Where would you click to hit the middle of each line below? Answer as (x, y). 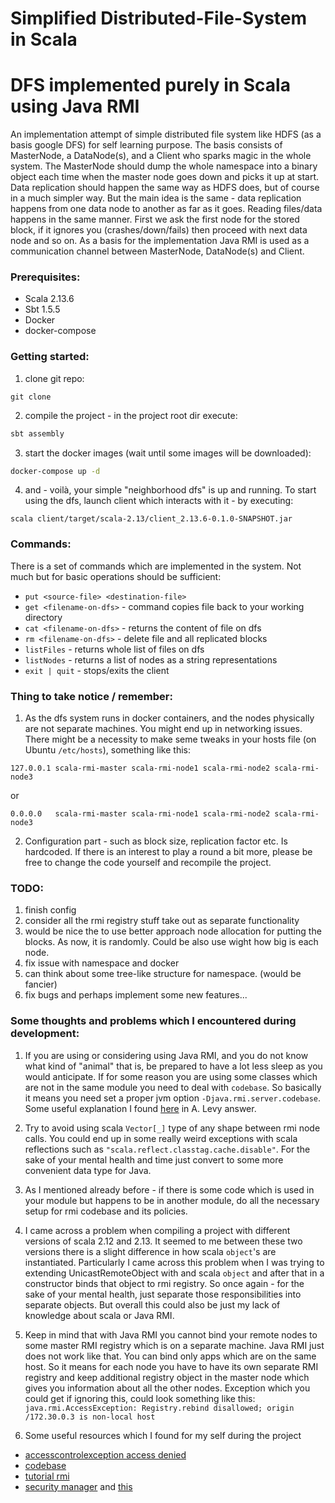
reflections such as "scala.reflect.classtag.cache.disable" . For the (167, 1149)
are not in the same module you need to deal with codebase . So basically (173, 1087)
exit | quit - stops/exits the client (97, 670)
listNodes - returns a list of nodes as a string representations (151, 659)
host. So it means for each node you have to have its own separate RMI (171, 1366)
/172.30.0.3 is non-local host (90, 1417)
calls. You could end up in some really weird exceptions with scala (161, 1138)
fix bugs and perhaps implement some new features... (136, 995)
